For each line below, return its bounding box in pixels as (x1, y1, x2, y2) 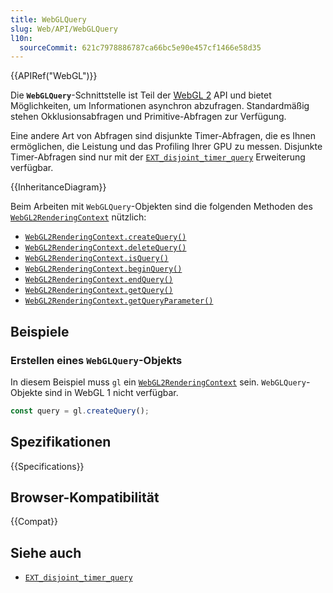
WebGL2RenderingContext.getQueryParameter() (24, 296, 214, 306)
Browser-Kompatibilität (10, 489, 160, 506)
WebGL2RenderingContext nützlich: (10, 211, 147, 223)
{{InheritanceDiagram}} (10, 181, 107, 193)
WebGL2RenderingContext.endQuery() (24, 275, 174, 285)
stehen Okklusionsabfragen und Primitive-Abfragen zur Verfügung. (10, 111, 287, 123)
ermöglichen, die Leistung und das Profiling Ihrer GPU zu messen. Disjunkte (10, 141, 323, 153)
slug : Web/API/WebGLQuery (10, 24, 118, 34)
